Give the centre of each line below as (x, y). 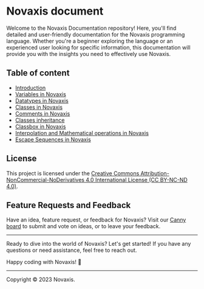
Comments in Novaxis (42, 113)
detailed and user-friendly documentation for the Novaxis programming (96, 34)
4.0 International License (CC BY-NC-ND (137, 179)
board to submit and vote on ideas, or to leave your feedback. (83, 226)
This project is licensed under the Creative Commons (73, 173)
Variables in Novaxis (41, 94)
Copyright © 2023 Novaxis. (41, 280)
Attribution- (155, 173)
